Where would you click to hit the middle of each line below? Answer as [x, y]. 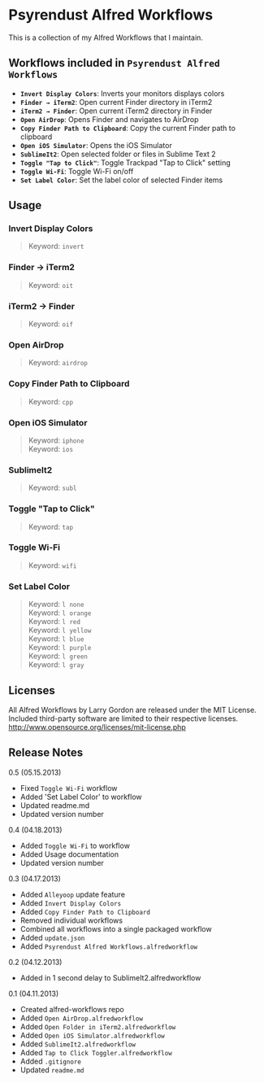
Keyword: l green [58, 656]
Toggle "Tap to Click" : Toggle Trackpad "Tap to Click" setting [126, 162]
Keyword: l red [54, 622]
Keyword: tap [51, 526]
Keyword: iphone [56, 440]
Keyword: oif [51, 324]
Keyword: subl [52, 488]
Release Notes [46, 753]
